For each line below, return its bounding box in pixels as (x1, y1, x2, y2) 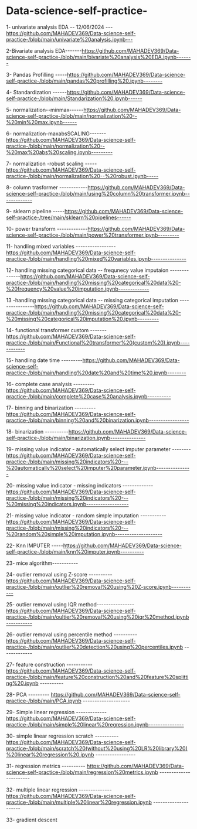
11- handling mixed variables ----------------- (6, 243, 116, 250)
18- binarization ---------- (6, 428, 69, 435)
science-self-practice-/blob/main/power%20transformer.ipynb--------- (6, 231, 180, 238)
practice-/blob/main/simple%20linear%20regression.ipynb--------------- (6, 721, 184, 728)
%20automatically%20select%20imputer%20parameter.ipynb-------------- (6, 464, 190, 471)
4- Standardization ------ (6, 88, 67, 95)
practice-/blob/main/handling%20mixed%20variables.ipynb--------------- (6, 255, 186, 262)
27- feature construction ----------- (6, 661, 93, 668)
